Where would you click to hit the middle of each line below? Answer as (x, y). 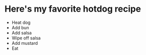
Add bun (20, 27)
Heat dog (21, 22)
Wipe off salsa (26, 38)
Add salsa (22, 33)
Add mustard (25, 43)
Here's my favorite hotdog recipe (73, 9)
